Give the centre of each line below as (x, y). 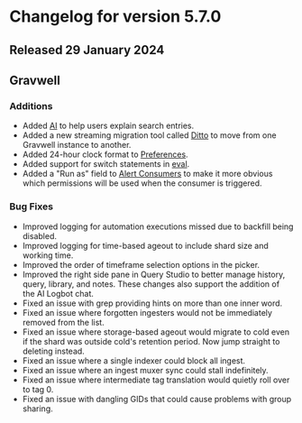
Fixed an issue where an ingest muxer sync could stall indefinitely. (145, 370)
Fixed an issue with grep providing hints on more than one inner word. (152, 303)
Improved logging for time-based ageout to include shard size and (145, 245)
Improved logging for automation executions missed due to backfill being (158, 226)
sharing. (38, 409)
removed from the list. (64, 322)
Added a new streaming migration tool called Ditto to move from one (149, 135)
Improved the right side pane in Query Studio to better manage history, (154, 274)
